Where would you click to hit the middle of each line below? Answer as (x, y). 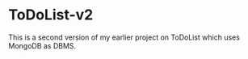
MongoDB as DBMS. (42, 45)
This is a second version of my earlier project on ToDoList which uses (124, 37)
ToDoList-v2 (51, 15)
